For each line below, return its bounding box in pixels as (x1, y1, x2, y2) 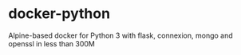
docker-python (8, 5, 110, 23)
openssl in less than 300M (8, 38, 96, 48)
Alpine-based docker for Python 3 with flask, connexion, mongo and (8, 31, 233, 40)
